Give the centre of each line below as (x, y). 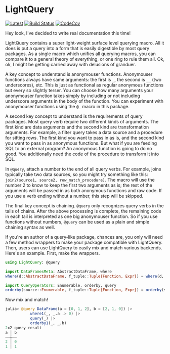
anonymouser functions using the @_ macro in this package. (68, 106)
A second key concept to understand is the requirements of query (74, 116)
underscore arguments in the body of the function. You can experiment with (84, 101)
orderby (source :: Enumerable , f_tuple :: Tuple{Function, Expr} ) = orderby (83, 290)
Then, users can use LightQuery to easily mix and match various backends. (84, 248)
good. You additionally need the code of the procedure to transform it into (82, 154)
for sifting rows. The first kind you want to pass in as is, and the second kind (85, 138)
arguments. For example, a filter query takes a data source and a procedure (84, 132)
